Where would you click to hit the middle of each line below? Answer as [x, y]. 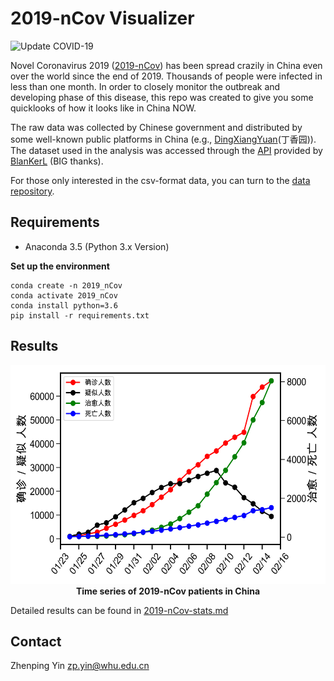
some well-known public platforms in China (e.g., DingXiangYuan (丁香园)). [163, 139]
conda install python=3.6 [64, 305]
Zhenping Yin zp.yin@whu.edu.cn [80, 666]
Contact [36, 641]
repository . [32, 191]
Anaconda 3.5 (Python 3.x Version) [97, 246]
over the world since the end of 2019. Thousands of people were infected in [166, 76]
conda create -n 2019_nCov [66, 285]
